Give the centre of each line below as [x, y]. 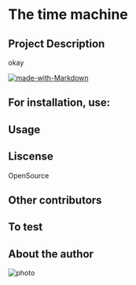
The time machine [68, 15]
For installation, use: [59, 103]
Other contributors [55, 200]
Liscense [31, 157]
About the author [51, 254]
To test [26, 227]
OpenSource [29, 175]
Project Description [57, 44]
